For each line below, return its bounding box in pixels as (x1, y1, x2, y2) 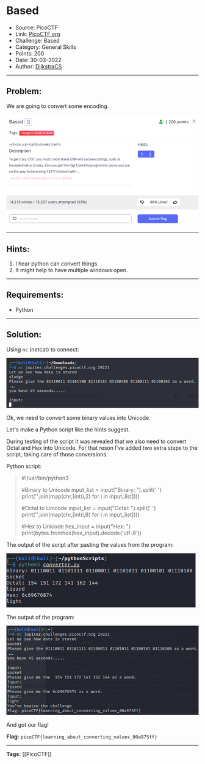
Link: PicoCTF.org (15, 30, 60, 37)
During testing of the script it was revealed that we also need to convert (6, 438, 187, 445)
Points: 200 (15, 49, 45, 57)
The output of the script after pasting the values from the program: (6, 541, 174, 549)
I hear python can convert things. (15, 260, 99, 267)
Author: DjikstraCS (15, 62, 62, 70)
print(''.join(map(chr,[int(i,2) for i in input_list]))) (21, 492, 140, 500)
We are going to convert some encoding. (6, 102, 109, 110)
